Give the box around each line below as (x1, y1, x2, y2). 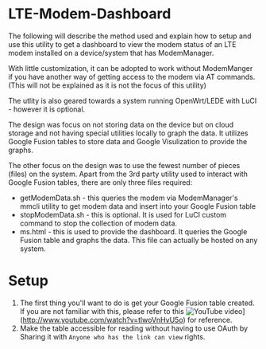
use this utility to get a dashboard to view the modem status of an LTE (8, 39, 237, 49)
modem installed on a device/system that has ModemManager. (8, 48, 214, 57)
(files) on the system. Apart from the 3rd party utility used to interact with (8, 169, 249, 178)
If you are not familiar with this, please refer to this (19, 306, 185, 316)
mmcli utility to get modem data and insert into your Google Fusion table (19, 201, 256, 211)
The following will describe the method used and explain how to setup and (8, 31, 252, 41)
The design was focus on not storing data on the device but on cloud (8, 120, 234, 129)
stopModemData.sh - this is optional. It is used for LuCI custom (19, 210, 227, 219)
